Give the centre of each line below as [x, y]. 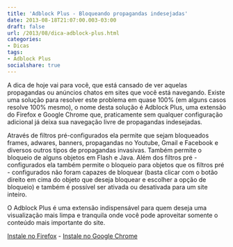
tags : [15, 53]
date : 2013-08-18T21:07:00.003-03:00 [62, 20]
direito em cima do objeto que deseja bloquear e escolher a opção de [107, 179]
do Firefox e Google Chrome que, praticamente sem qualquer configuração [115, 114]
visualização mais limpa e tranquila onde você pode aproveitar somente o [113, 215]
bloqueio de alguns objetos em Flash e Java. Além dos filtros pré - [102, 157]
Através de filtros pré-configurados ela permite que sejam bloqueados [108, 135]
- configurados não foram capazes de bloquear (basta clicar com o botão [112, 172]
